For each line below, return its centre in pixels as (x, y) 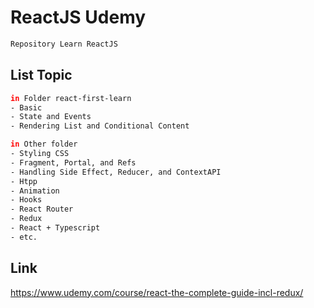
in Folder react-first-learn (71, 98)
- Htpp (24, 181)
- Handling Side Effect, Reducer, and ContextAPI (116, 172)
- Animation (35, 191)
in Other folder (44, 144)
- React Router (42, 209)
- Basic (26, 107)
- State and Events (51, 117)
